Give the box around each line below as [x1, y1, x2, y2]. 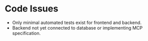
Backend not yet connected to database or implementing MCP [12, 24, 143, 30]
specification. [12, 30, 41, 36]
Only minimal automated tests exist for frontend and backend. [12, 19, 142, 25]
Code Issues [5, 3, 58, 14]
